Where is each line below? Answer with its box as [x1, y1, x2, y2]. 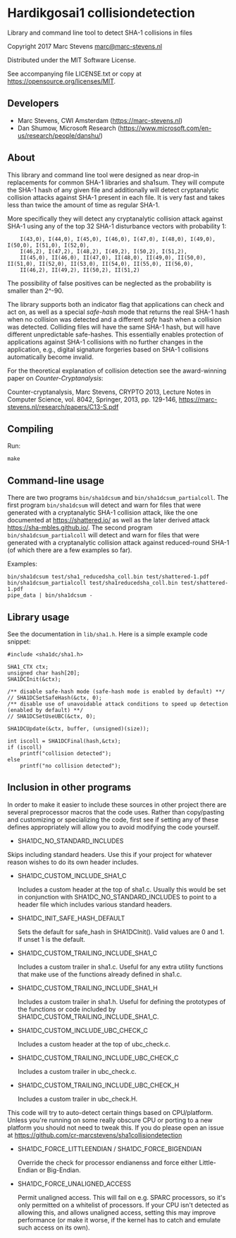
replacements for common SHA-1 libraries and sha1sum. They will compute [7, 178, 225, 187]
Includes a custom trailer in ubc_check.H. [17, 1094, 138, 1103]
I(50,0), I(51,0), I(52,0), [7, 242, 90, 249]
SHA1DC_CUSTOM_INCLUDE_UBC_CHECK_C [17, 1026, 149, 1034]
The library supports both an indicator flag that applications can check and [7, 300, 225, 308]
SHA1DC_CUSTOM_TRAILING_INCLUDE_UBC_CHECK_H [17, 1080, 180, 1090]
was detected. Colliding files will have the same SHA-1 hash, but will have [7, 322, 221, 331]
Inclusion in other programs [7, 781, 132, 793]
